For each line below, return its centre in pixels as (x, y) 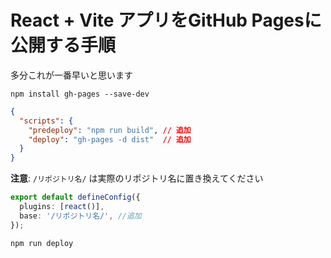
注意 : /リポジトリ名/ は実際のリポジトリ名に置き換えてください (137, 178)
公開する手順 (63, 45)
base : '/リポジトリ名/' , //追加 (80, 216)
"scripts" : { (46, 121)
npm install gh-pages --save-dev (80, 94)
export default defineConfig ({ (75, 197)
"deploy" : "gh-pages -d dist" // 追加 (110, 139)
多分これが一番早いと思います (71, 75)
